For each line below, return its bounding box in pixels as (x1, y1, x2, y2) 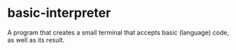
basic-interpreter (7, 5, 111, 21)
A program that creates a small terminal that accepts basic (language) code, (7, 28, 230, 37)
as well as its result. (7, 35, 65, 44)
